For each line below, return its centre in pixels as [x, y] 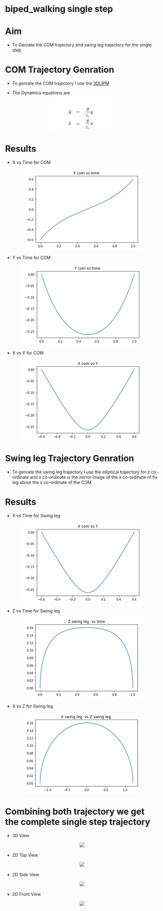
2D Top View [25, 855]
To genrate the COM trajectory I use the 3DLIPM [61, 84]
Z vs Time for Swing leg [36, 611]
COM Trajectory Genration [60, 70]
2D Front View [26, 894]
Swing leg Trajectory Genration [70, 458]
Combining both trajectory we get [75, 812]
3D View [20, 835]
